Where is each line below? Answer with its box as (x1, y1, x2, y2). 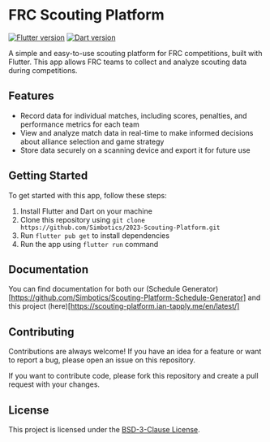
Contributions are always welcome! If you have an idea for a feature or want (8, 347, 262, 357)
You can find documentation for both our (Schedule (8, 284, 181, 294)
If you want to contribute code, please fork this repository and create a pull (8, 371, 259, 381)
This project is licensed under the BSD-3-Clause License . (8, 425, 200, 434)
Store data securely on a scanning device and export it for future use (19, 145, 251, 155)
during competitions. (8, 65, 78, 75)
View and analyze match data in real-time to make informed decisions (19, 128, 254, 137)
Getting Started (8, 169, 88, 183)
